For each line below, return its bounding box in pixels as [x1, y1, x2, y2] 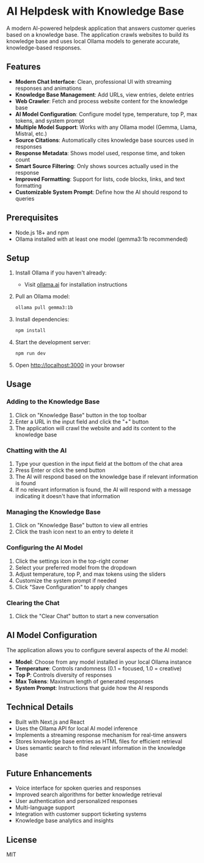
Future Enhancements [6, 768, 93, 779]
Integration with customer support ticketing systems [15, 810, 147, 818]
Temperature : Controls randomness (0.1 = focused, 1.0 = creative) [15, 664, 182, 672]
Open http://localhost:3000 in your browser [15, 362, 125, 369]
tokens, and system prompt [15, 117, 84, 124]
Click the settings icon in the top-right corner [15, 557, 129, 565]
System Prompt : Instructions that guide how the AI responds [15, 684, 169, 691]
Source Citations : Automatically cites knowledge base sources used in [15, 136, 194, 144]
